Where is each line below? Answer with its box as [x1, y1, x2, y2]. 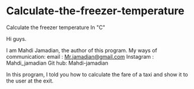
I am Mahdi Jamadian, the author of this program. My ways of [6, 46, 158, 54]
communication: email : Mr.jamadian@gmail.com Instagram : [6, 53, 154, 60]
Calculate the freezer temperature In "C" [6, 24, 105, 31]
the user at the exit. [6, 77, 54, 84]
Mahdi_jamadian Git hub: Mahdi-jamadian [6, 59, 109, 66]
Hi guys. [6, 35, 27, 42]
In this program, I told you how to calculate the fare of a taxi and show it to [6, 71, 189, 78]
